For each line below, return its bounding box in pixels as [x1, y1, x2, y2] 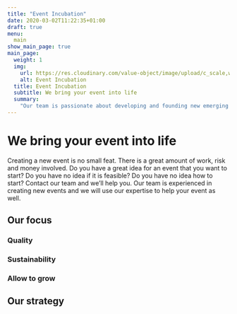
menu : [7, 30, 23, 37]
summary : [13, 96, 39, 103]
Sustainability [7, 255, 56, 264]
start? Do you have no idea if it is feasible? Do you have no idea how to [7, 171, 213, 180]
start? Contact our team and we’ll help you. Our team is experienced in [7, 178, 212, 187]
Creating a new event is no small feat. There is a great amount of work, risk [7, 156, 226, 165]
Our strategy [7, 295, 65, 308]
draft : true [7, 23, 42, 30]
